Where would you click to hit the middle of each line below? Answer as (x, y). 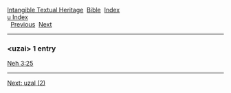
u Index (18, 17)
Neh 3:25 (20, 64)
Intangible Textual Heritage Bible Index (64, 10)
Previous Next (31, 24)
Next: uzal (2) (26, 83)
